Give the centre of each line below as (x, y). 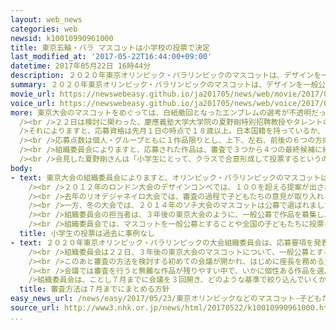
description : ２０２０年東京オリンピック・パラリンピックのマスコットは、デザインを (166, 76)
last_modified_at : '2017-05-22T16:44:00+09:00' (111, 57)
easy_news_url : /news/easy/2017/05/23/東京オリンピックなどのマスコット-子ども (166, 299)
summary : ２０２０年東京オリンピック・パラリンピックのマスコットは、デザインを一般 (164, 85)
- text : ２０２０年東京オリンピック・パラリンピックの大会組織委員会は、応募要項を (162, 242)
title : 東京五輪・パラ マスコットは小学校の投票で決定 (110, 47)
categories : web (44, 29)
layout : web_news (46, 19)
